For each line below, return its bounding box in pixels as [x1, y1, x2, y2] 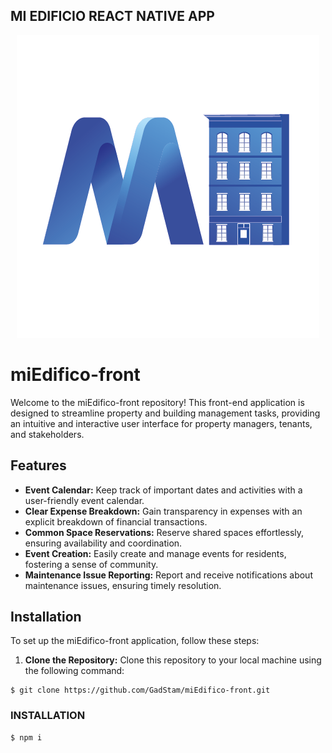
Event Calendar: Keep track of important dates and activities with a [24, 484, 303, 496]
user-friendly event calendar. [24, 494, 145, 506]
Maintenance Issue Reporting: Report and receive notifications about [24, 569, 313, 581]
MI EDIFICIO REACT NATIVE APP [10, 8, 215, 25]
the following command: [24, 665, 125, 677]
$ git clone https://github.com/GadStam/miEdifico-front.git [10, 685, 271, 696]
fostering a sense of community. [24, 558, 159, 570]
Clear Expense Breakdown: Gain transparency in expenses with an [24, 505, 303, 517]
